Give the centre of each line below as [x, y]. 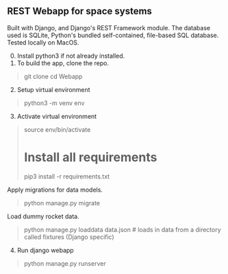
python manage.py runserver [65, 263]
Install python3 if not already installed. [71, 56]
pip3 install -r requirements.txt [67, 176]
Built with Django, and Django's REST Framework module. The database [109, 27]
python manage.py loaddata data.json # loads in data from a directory [122, 229]
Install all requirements [90, 157]
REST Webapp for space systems [80, 11]
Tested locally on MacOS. [43, 42]
